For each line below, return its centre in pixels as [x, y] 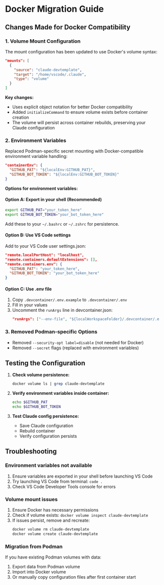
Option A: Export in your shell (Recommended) [53, 200]
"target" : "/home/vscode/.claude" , [50, 75]
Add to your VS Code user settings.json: [46, 246]
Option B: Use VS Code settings [38, 235]
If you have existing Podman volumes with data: [53, 557]
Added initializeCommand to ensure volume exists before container [80, 112]
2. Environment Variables [36, 140]
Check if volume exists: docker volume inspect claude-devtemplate [80, 515]
